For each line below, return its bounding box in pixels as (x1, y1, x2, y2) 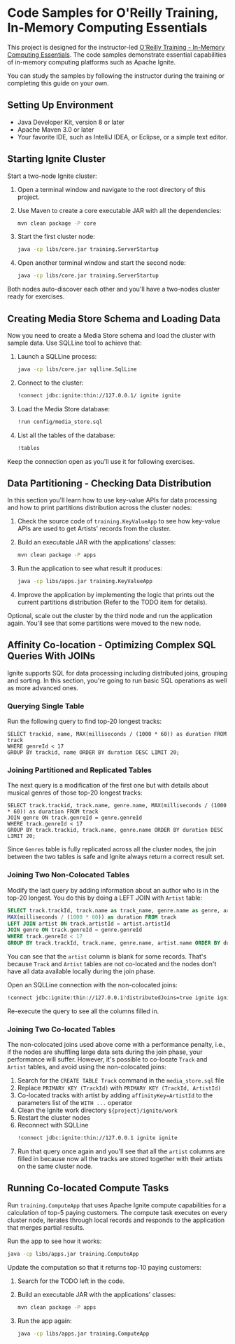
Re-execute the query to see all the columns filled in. (7, 1007, 159, 1015)
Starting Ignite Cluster (7, 153, 106, 165)
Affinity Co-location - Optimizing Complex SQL (7, 639, 216, 651)
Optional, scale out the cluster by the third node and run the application (7, 612, 213, 620)
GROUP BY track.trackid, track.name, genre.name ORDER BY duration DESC (7, 827, 224, 834)
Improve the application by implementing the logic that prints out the (17, 591, 215, 599)
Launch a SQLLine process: (17, 352, 97, 360)
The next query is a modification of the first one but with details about (7, 781, 208, 790)
